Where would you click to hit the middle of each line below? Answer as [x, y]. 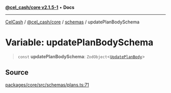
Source [17, 72]
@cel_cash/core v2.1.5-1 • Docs [40, 7]
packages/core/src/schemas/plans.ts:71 [47, 85]
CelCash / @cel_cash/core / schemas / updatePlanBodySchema [73, 22]
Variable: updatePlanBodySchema [79, 42]
